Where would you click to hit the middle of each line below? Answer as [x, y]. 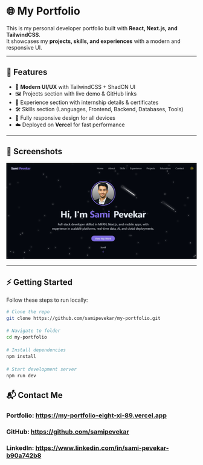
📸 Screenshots [34, 151]
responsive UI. [24, 47]
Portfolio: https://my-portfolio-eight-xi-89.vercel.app [87, 415]
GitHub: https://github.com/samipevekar [68, 432]
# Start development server [42, 369]
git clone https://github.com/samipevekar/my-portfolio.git [84, 318]
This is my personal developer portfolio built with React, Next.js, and [92, 28]
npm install [21, 356]
